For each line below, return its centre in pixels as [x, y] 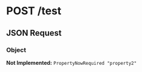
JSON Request [34, 33]
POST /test [34, 11]
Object [16, 50]
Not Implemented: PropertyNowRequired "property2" [71, 62]
